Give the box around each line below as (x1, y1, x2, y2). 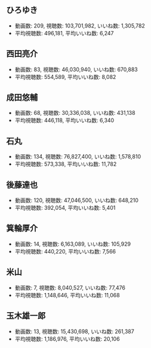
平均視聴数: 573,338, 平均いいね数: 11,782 (14, 160, 117, 168)
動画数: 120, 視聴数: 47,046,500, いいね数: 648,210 (14, 197, 138, 204)
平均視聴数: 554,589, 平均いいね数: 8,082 (14, 73, 116, 80)
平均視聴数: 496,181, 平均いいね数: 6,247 (14, 29, 115, 36)
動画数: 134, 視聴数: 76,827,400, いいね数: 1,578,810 (14, 153, 141, 160)
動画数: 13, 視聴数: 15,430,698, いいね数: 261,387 (14, 328, 134, 335)
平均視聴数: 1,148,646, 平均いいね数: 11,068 (14, 291, 121, 298)
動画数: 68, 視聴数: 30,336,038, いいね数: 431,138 (14, 109, 135, 117)
